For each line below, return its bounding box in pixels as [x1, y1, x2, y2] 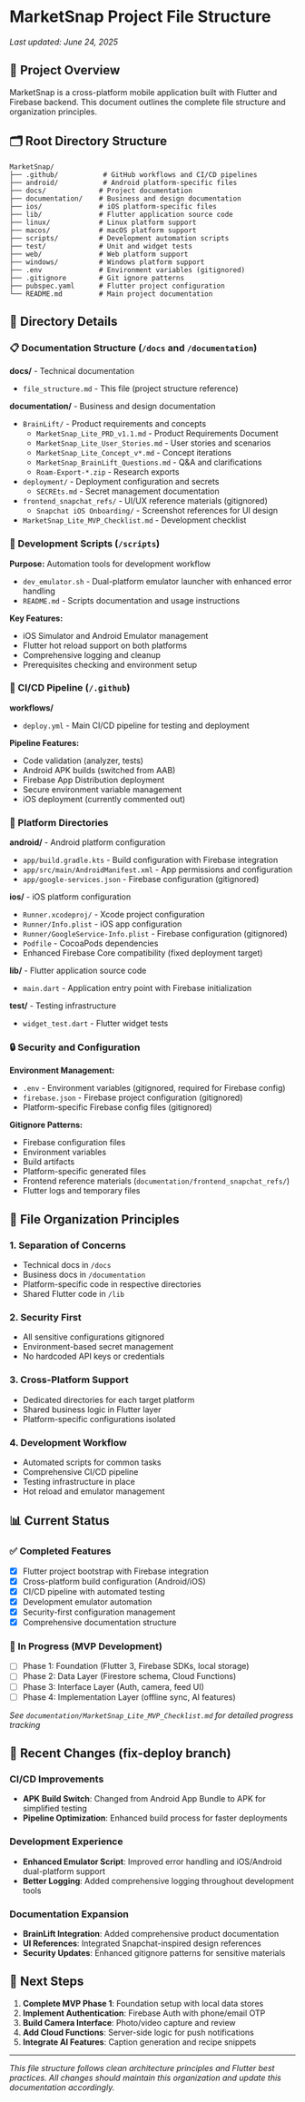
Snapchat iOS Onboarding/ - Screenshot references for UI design [35, 506, 279, 516]
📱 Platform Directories [9, 816, 109, 829]
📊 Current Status [9, 1513, 110, 1528]
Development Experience [9, 1835, 123, 1848]
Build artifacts [22, 1156, 75, 1167]
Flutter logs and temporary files [22, 1185, 141, 1196]
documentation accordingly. [9, 2081, 115, 2093]
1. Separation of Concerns [9, 1239, 127, 1252]
